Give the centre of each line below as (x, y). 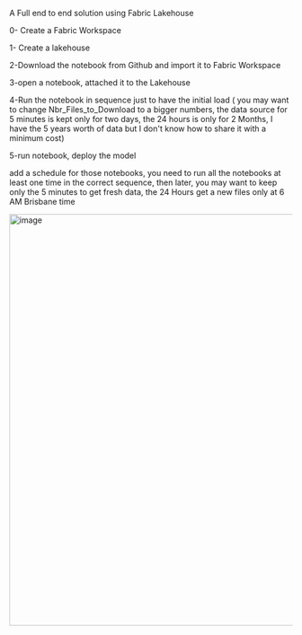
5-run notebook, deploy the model (73, 155)
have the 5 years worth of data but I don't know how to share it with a (138, 128)
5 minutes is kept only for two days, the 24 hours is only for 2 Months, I (141, 119)
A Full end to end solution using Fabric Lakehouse (102, 13)
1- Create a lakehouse (50, 48)
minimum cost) (37, 138)
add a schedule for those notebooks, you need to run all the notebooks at (145, 173)
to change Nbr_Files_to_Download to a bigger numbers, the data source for (148, 110)
